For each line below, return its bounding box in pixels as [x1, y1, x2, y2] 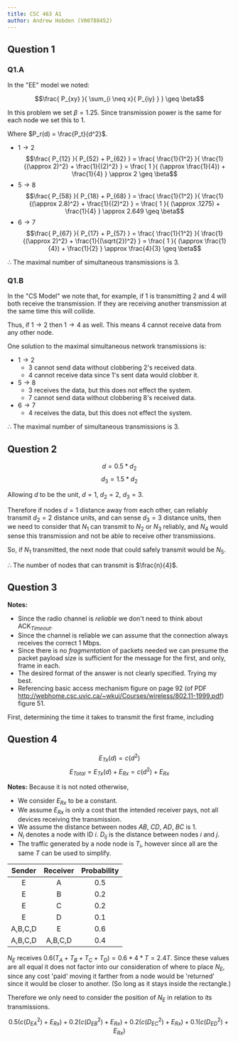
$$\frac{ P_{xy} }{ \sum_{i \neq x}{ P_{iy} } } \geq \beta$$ [34, 95, 205, 103]
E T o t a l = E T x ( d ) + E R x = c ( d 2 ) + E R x [69, 766, 170, 778]
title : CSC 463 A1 [7, 10, 62, 18]
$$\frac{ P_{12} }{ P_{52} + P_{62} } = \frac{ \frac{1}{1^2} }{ [26, 154, 200, 163]
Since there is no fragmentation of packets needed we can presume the [17, 646, 229, 655]
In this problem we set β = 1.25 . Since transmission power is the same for [7, 108, 222, 117]
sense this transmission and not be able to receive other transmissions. [7, 532, 216, 540]
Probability [81, 865, 119, 875]
